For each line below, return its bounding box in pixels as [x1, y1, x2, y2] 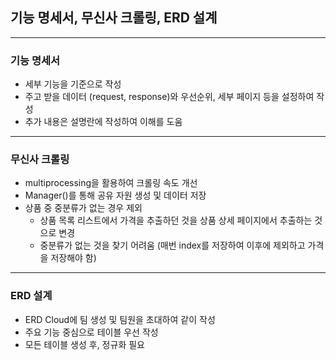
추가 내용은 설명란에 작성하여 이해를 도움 [24, 116, 183, 128]
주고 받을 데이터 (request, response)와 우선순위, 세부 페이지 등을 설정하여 [24, 91, 315, 103]
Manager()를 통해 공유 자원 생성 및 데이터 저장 [24, 189, 207, 202]
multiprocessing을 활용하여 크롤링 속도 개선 [24, 177, 198, 189]
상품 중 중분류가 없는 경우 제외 [24, 202, 143, 214]
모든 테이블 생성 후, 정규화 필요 [24, 338, 145, 350]
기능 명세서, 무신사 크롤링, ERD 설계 [10, 9, 218, 27]
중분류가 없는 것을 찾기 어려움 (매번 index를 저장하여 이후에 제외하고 [39, 239, 306, 252]
